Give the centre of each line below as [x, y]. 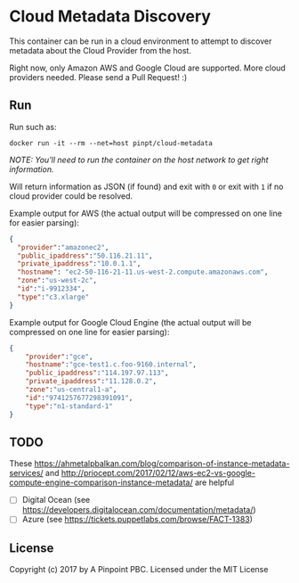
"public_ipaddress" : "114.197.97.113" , [97, 373]
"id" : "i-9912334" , [52, 289]
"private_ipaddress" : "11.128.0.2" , [91, 382]
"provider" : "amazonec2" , [63, 247]
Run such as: [33, 127]
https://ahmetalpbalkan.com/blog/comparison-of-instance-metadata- [162, 464]
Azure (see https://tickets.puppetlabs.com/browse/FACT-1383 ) [137, 520]
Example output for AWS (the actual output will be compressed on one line [146, 213]
